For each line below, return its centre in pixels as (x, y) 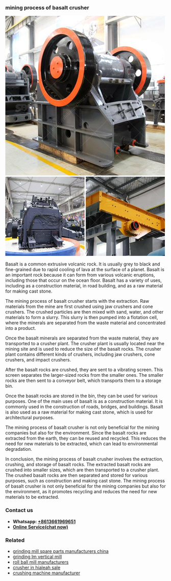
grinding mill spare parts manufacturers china (60, 551)
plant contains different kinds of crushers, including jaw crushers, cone (80, 354)
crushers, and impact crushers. (38, 360)
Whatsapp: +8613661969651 (44, 521)
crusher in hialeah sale (36, 567)
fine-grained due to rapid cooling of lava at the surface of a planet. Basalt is (85, 270)
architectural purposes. (30, 418)
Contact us (19, 511)
